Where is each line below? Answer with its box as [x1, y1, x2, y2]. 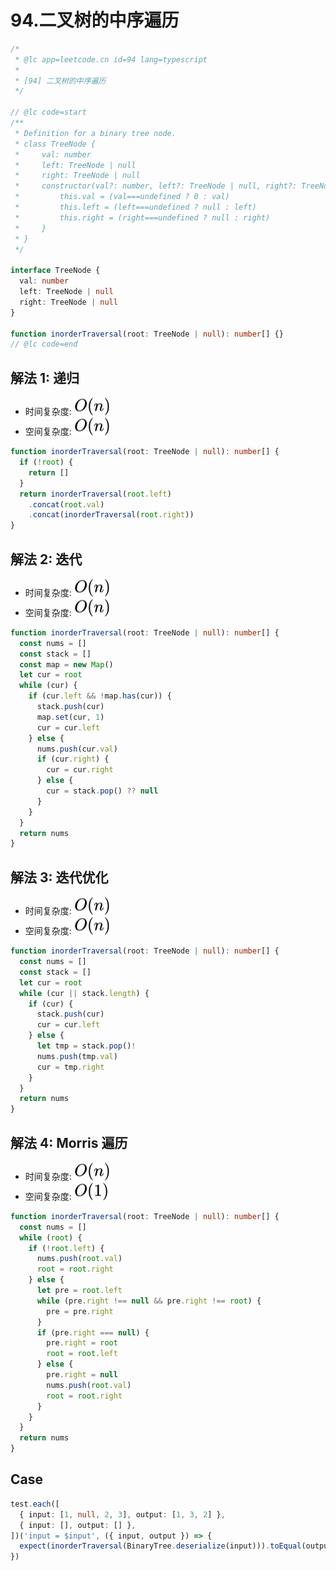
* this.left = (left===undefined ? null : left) [14, 202, 257, 213]
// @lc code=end [10, 339, 78, 350]
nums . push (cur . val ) [36, 744, 118, 754]
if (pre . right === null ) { [36, 1327, 150, 1338]
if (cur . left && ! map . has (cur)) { [28, 691, 172, 701]
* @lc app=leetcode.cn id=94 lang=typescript [14, 54, 208, 65]
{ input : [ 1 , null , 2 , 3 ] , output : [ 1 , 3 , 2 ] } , [19, 1509, 226, 1520]
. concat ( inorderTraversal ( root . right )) [28, 510, 195, 520]
